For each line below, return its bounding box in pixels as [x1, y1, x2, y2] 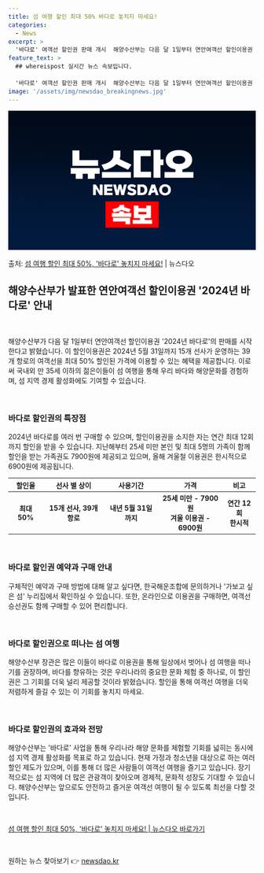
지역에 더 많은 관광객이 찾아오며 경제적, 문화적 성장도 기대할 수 [43, 772, 234, 782]
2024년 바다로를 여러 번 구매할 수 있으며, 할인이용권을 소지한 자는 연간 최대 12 [8, 432, 247, 442]
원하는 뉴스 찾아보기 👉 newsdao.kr [8, 856, 119, 866]
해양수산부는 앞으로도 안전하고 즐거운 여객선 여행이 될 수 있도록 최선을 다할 [18, 782, 247, 792]
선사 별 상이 [55, 480, 92, 490]
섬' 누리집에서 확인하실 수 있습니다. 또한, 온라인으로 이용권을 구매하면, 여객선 [16, 591, 251, 601]
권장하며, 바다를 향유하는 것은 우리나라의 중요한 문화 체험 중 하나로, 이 [22, 667, 236, 676]
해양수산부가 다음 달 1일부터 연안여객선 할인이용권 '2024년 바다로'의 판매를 [8, 336, 238, 346]
